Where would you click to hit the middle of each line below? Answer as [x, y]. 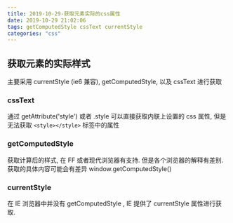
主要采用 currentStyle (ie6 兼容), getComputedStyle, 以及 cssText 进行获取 [115, 82]
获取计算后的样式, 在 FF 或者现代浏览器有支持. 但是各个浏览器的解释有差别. [115, 160]
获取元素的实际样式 [49, 63]
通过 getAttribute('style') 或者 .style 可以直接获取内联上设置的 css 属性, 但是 [117, 116]
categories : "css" [34, 33]
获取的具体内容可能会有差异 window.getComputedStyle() [89, 168]
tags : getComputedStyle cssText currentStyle [75, 27]
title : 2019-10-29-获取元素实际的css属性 [64, 14]
